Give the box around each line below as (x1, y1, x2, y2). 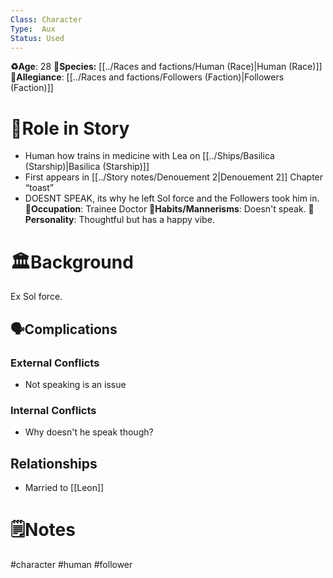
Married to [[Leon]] (24, 482, 105, 494)
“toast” (24, 182, 54, 194)
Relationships (10, 455, 98, 472)
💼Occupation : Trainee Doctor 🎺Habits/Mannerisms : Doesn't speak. (24, 203, 307, 215)
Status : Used (10, 33, 65, 43)
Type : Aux (10, 24, 56, 34)
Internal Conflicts (10, 403, 97, 417)
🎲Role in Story (10, 117, 130, 140)
